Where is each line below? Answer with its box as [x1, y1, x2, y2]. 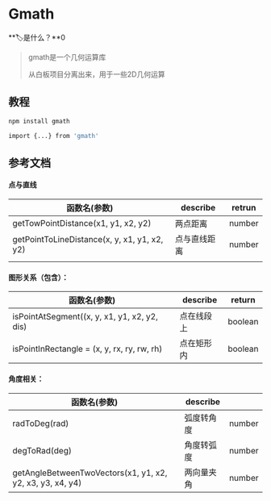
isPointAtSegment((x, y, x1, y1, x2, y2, [12, 311, 159, 323]
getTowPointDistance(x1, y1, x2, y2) [12, 218, 152, 229]
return [231, 294, 256, 306]
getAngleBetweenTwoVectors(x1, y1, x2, [12, 467, 168, 478]
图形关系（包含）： [8, 272, 69, 282]
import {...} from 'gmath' [8, 132, 99, 140]
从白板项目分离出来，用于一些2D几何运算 [27, 69, 165, 79]
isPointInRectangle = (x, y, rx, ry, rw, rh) [12, 344, 163, 355]
